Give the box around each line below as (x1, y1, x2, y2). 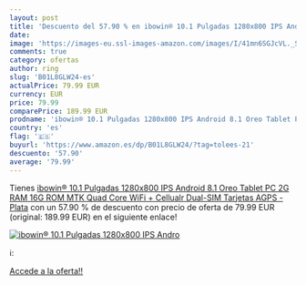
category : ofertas (9, 56, 79, 65)
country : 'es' (9, 124, 64, 133)
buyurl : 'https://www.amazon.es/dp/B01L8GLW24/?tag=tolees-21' (9, 140, 255, 149)
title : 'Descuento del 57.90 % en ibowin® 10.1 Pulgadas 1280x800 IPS (9, 22, 283, 31)
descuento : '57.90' (9, 148, 84, 158)
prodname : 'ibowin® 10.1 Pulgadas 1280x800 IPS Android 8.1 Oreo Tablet (9, 115, 291, 124)
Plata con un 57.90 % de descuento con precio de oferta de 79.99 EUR (9, 201, 275, 212)
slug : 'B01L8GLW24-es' (9, 73, 96, 82)
